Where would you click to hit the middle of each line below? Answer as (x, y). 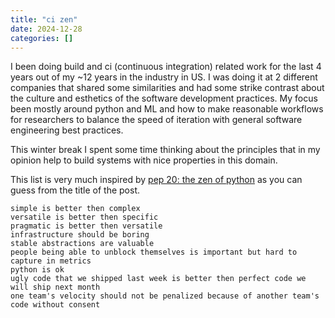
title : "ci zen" (44, 19)
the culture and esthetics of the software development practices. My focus (164, 98)
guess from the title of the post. (75, 190)
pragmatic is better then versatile (86, 226)
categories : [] (42, 38)
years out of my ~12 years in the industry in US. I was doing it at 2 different (164, 77)
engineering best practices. (67, 130)
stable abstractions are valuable (82, 244)
